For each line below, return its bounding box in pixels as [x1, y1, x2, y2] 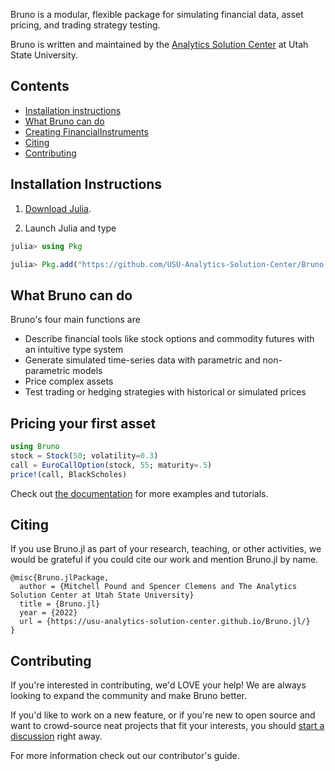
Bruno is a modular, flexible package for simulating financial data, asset [10, 9, 304, 20]
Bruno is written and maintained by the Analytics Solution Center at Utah [10, 39, 309, 50]
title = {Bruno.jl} [19, 599, 101, 609]
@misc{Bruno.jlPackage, [10, 573, 110, 583]
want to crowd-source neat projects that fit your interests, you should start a [10, 720, 325, 732]
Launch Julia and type [24, 222, 117, 234]
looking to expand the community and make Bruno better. [10, 690, 248, 702]
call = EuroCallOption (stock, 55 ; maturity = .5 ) [10, 460, 213, 470]
